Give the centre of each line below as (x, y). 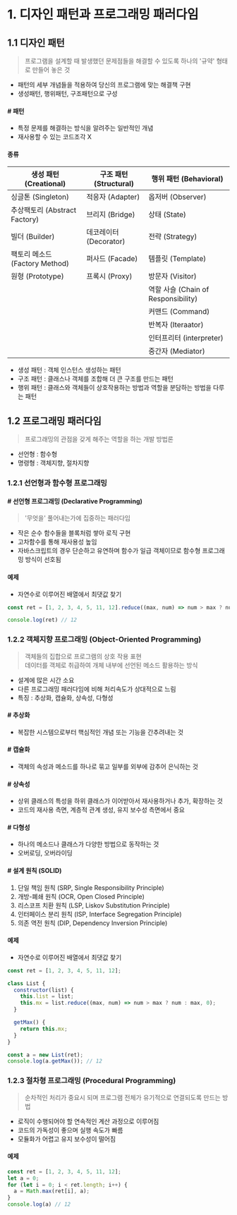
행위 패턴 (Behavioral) (187, 179)
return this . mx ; (44, 1029)
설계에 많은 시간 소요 (46, 680)
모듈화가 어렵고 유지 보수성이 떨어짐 (67, 1139)
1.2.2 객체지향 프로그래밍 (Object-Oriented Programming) (104, 640)
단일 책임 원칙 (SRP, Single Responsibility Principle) (91, 887)
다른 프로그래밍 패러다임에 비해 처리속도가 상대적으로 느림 (97, 689)
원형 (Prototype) (38, 276)
